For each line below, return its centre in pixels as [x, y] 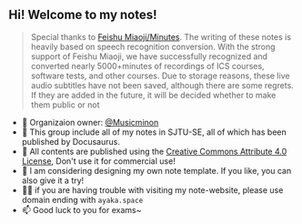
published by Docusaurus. [70, 141]
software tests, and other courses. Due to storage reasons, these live [160, 76]
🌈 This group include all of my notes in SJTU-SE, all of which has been [154, 132]
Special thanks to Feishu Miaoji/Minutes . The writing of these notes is [161, 36]
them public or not [65, 105]
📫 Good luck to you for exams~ [81, 209]
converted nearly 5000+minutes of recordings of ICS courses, [147, 66]
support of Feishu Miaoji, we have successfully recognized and [149, 56]
